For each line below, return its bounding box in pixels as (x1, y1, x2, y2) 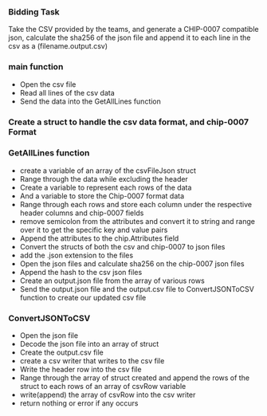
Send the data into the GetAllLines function (19, 96, 162, 106)
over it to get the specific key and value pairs (19, 225, 168, 234)
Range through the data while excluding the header (19, 174, 189, 183)
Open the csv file (19, 79, 77, 89)
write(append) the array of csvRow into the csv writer (19, 390, 196, 400)
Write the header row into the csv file (19, 365, 142, 375)
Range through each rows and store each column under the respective (19, 199, 253, 209)
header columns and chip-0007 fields (19, 208, 144, 218)
